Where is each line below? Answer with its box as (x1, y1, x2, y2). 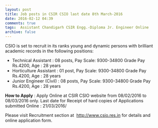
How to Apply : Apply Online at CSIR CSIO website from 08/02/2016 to (5, 93, 147, 98)
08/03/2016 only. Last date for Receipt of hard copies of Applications (5, 98, 143, 103)
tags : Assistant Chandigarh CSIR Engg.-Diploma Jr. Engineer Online (5, 25, 149, 30)
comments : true (5, 20, 36, 26)
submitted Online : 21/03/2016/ (5, 103, 67, 109)
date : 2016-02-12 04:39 (5, 16, 53, 21)
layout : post (5, 7, 32, 12)
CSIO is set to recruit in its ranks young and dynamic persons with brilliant (5, 43, 153, 48)
